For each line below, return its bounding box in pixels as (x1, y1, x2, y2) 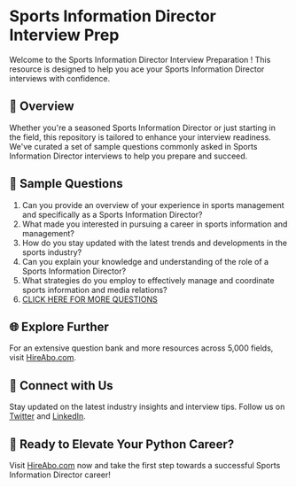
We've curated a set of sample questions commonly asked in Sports (9, 141, 258, 151)
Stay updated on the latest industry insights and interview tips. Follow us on (9, 401, 285, 413)
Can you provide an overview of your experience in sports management (21, 199, 285, 210)
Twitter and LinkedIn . (9, 411, 86, 421)
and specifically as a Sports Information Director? (21, 209, 203, 220)
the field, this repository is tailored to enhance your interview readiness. (9, 131, 272, 143)
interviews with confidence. (9, 73, 111, 83)
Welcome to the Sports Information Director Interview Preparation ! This (9, 54, 271, 65)
